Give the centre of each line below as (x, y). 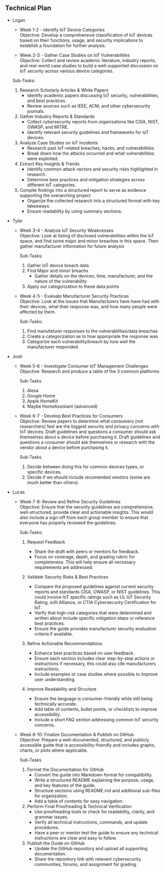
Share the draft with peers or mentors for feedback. (87, 551)
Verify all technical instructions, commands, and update (91, 822)
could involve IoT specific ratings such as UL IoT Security (93, 597)
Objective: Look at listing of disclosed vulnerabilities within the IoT (87, 235)
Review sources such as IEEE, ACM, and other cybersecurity (89, 106)
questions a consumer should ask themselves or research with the (87, 442)
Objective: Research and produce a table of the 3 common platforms (89, 371)
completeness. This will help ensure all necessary (85, 562)
